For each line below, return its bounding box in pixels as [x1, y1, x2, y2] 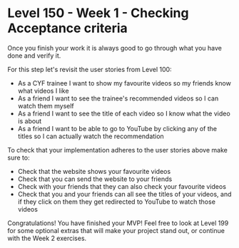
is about [17, 116, 42, 125]
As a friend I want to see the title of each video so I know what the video [17, 109, 230, 118]
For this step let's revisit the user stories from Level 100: [7, 65, 173, 73]
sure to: [7, 153, 30, 162]
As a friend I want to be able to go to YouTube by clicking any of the [17, 124, 218, 133]
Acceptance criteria [7, 20, 128, 36]
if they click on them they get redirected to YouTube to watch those [17, 197, 216, 206]
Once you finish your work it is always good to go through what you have [7, 43, 223, 52]
